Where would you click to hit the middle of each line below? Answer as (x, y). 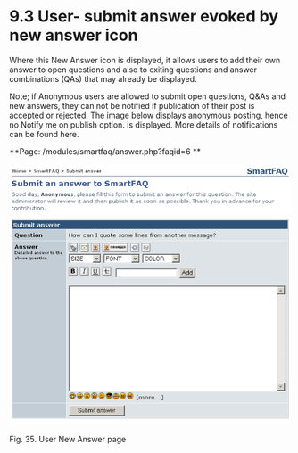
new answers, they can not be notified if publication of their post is (132, 105)
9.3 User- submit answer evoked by (144, 16)
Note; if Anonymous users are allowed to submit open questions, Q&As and (148, 96)
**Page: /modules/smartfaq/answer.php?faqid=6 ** (105, 151)
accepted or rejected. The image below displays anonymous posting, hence (149, 115)
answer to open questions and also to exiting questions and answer (133, 70)
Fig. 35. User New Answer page (68, 439)
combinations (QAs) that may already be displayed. (103, 78)
